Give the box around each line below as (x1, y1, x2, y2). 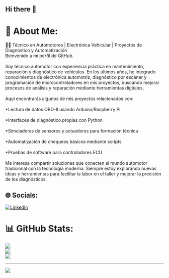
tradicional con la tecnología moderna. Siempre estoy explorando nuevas (5, 165, 157, 172)
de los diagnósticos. (5, 176, 47, 182)
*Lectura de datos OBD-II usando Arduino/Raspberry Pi (5, 107, 121, 113)
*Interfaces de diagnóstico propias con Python (5, 117, 103, 123)
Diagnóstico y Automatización (5, 48, 67, 54)
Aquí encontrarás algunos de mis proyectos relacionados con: (5, 96, 134, 102)
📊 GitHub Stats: (5, 223, 74, 235)
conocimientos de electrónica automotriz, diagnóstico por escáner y (5, 74, 147, 80)
